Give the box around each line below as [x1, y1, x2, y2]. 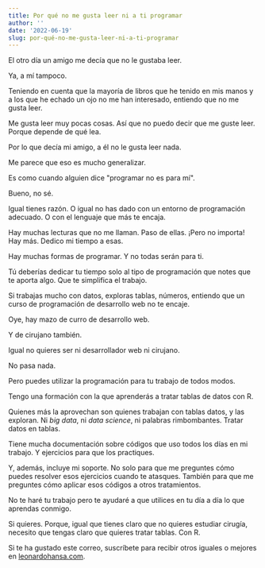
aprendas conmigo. [8, 504, 71, 513]
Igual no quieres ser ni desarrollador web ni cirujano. [8, 346, 180, 355]
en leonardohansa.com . [8, 551, 86, 561]
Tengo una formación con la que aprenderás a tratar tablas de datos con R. [8, 392, 254, 401]
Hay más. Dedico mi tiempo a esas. [8, 236, 124, 246]
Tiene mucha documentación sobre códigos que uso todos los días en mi [8, 439, 248, 449]
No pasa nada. [8, 361, 56, 370]
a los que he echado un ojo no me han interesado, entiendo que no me [8, 95, 240, 104]
